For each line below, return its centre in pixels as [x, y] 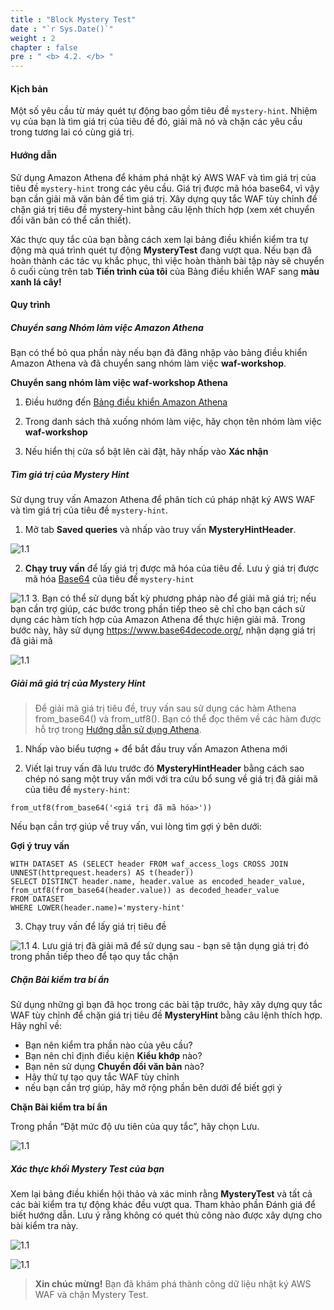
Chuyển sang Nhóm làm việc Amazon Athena [107, 327]
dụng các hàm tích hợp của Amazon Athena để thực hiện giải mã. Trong [158, 620]
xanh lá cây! [36, 282]
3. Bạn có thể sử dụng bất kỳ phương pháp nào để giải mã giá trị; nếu [174, 598]
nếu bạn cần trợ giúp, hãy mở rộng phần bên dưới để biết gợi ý [153, 1087]
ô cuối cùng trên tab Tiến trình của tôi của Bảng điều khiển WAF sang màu [165, 271]
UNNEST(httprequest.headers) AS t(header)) [102, 873]
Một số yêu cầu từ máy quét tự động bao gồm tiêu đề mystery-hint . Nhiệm [164, 111]
